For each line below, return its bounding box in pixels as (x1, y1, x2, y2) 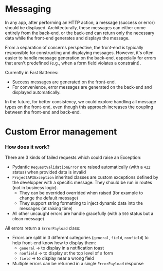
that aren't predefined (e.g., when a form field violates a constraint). (5, 60, 141, 66)
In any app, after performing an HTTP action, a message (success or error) (5, 19, 155, 25)
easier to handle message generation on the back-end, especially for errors (5, 55, 157, 60)
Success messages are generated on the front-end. (12, 79, 116, 85)
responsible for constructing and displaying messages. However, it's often (5, 50, 154, 56)
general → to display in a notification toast (19, 245, 104, 251)
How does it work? (5, 144, 50, 151)
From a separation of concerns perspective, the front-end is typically (5, 44, 144, 50)
